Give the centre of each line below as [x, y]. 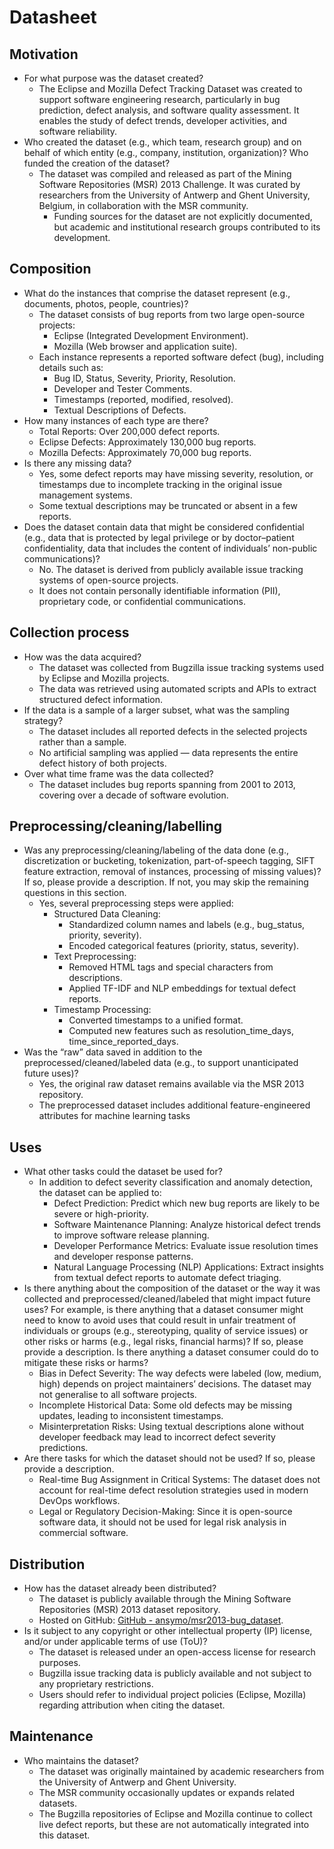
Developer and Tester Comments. [123, 388]
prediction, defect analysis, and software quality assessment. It [169, 110]
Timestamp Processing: [102, 1010]
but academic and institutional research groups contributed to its [187, 227]
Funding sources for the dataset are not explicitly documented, [183, 216]
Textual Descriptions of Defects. [120, 410]
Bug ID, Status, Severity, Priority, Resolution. [144, 378]
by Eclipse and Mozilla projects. [104, 678]
